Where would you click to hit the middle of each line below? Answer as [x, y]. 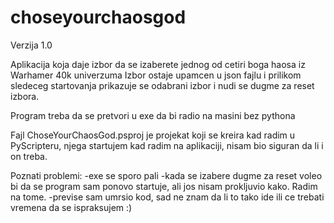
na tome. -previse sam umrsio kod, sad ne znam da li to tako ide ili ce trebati [167, 197]
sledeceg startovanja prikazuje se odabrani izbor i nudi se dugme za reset [162, 85]
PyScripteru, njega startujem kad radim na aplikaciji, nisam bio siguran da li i [167, 145]
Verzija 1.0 [31, 45]
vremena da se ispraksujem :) [71, 207]
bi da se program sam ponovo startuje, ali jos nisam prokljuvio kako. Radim [164, 186]
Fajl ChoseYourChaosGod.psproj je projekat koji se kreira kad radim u [153, 135]
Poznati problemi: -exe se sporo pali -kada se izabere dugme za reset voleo [166, 175]
